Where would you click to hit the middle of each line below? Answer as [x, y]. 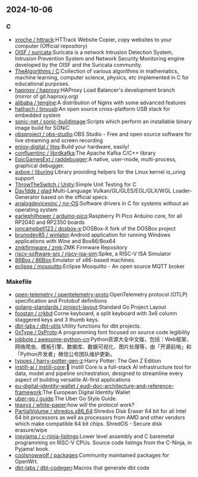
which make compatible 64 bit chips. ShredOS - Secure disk [88, 424]
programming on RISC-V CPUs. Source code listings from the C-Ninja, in [103, 442]
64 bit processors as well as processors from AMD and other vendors [100, 417]
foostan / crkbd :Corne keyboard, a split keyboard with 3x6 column [96, 313]
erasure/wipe [31, 430]
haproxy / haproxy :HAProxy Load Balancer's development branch [95, 90]
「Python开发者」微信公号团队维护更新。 [65, 354]
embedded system [38, 115]
